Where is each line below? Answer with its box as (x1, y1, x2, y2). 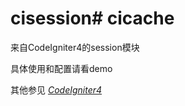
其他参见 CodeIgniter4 (10, 83, 103, 96)
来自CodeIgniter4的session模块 (10, 41, 140, 53)
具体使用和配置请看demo (10, 62, 113, 74)
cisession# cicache (10, 7, 175, 30)
